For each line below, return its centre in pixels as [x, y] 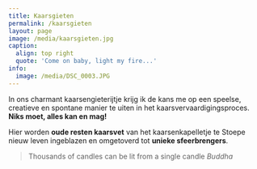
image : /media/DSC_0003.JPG [63, 76]
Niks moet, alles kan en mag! [58, 116]
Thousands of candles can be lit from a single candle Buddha [131, 156]
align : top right [45, 53]
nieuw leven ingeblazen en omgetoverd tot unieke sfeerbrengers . [118, 140]
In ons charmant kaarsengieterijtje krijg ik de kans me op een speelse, [125, 99]
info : [17, 69]
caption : [23, 46]
